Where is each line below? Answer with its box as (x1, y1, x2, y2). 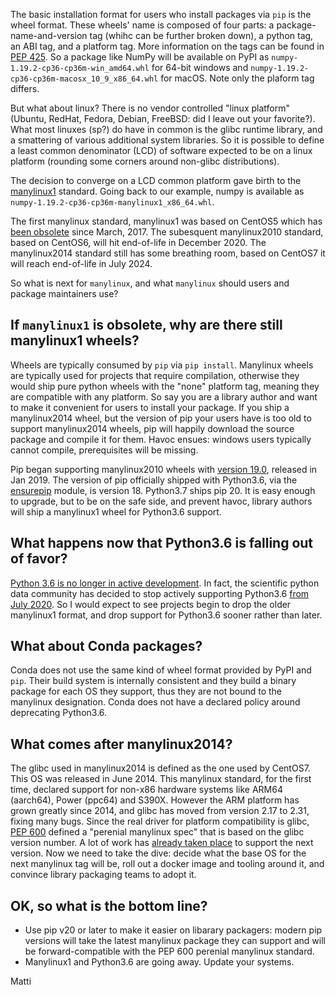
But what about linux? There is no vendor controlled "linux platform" (10, 102, 290, 114)
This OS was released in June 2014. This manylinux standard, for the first (10, 773, 312, 785)
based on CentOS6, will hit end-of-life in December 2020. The (10, 237, 267, 248)
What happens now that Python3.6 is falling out (10, 535, 314, 552)
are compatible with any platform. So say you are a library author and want (10, 390, 318, 403)
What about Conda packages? (10, 638, 203, 655)
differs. (10, 83, 40, 94)
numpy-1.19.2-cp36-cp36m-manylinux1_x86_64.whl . (10, 196, 215, 208)
